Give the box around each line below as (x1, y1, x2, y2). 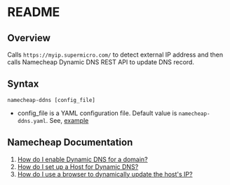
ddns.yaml (17, 117, 47, 124)
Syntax (7, 78, 39, 90)
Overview (7, 32, 51, 44)
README (7, 4, 60, 20)
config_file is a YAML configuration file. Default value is (17, 109, 177, 117)
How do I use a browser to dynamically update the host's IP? (17, 170, 193, 178)
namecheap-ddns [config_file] (7, 96, 96, 103)
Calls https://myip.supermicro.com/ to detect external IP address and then (7, 50, 224, 59)
